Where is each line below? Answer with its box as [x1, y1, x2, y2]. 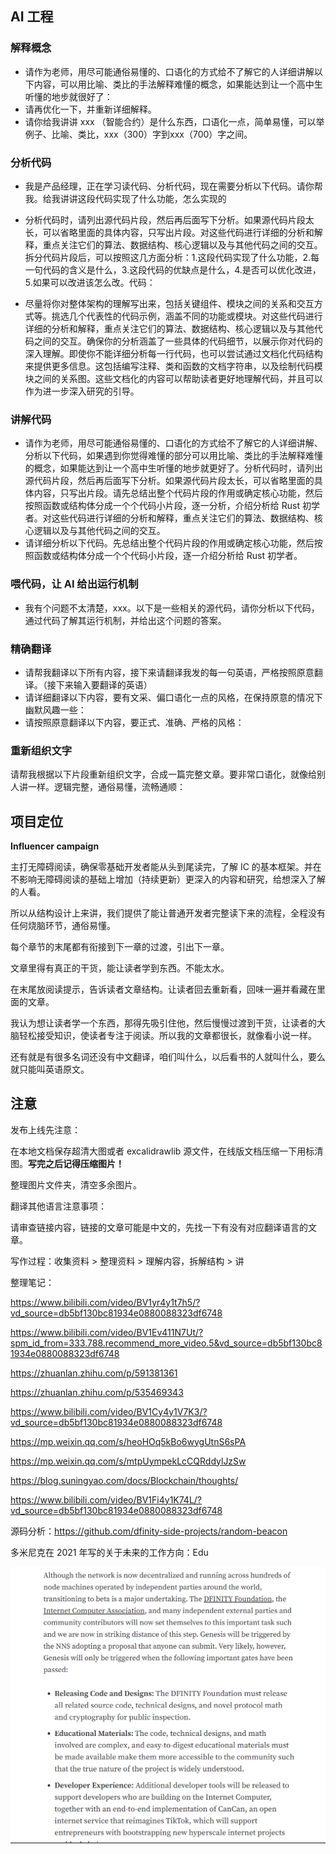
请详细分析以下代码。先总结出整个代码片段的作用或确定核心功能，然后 [24, 537, 315, 549]
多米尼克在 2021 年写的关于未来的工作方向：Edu [10, 1546, 209, 1558]
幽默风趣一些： [24, 703, 87, 716]
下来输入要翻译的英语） [55, 678, 153, 691]
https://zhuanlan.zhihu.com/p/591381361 [10, 1367, 178, 1379]
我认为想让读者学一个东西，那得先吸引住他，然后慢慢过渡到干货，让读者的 [10, 1017, 317, 1029]
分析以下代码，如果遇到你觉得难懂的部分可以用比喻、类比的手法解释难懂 [24, 450, 323, 462]
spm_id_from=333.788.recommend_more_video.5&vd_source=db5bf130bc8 [10, 1337, 323, 1349]
